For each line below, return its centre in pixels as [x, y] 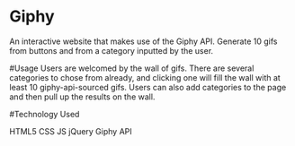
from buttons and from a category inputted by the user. [112, 50]
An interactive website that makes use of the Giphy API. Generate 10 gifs [143, 41]
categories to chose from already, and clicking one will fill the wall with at [145, 77]
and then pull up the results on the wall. [82, 97]
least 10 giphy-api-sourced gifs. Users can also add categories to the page [148, 87]
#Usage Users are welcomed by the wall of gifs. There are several [132, 68]
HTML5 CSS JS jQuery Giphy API [71, 131]
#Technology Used [45, 114]
